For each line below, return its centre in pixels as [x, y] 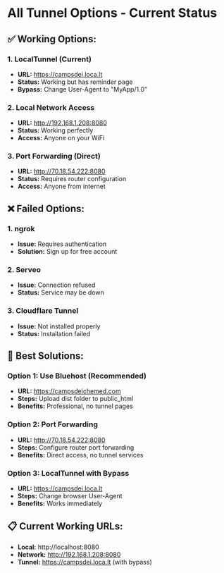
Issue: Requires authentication [62, 244]
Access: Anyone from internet [61, 186]
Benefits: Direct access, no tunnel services [80, 455]
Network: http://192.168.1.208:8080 [69, 554]
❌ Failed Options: [46, 208]
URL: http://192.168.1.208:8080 [62, 123]
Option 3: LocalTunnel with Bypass [68, 473]
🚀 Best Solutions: [46, 356]
